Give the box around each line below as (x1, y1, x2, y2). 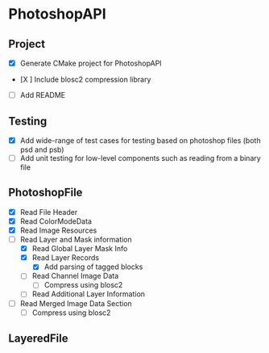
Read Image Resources (19, 225, 97, 235)
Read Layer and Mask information (19, 235, 133, 245)
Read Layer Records (31, 253, 99, 263)
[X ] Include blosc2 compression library (19, 74, 151, 85)
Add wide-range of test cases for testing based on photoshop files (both (19, 135, 261, 145)
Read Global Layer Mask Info (31, 244, 128, 254)
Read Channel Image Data (31, 271, 119, 281)
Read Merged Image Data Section (19, 298, 133, 308)
